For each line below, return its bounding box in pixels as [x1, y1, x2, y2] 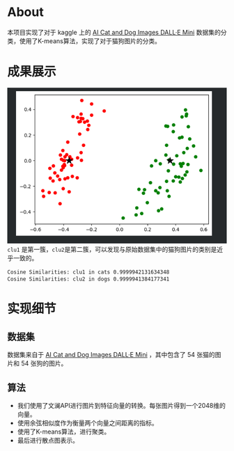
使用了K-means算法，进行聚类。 [17, 427, 111, 436]
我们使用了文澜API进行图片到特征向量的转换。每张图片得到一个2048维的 [17, 401, 226, 409]
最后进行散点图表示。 [17, 436, 79, 444]
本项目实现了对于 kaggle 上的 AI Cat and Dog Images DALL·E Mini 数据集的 [7, 28, 221, 36]
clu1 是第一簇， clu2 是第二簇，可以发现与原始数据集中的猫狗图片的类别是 [7, 245, 217, 254]
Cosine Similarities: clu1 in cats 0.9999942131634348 [7, 269, 170, 276]
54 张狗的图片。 [20, 359, 68, 367]
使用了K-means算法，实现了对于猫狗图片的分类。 [19, 36, 162, 45]
